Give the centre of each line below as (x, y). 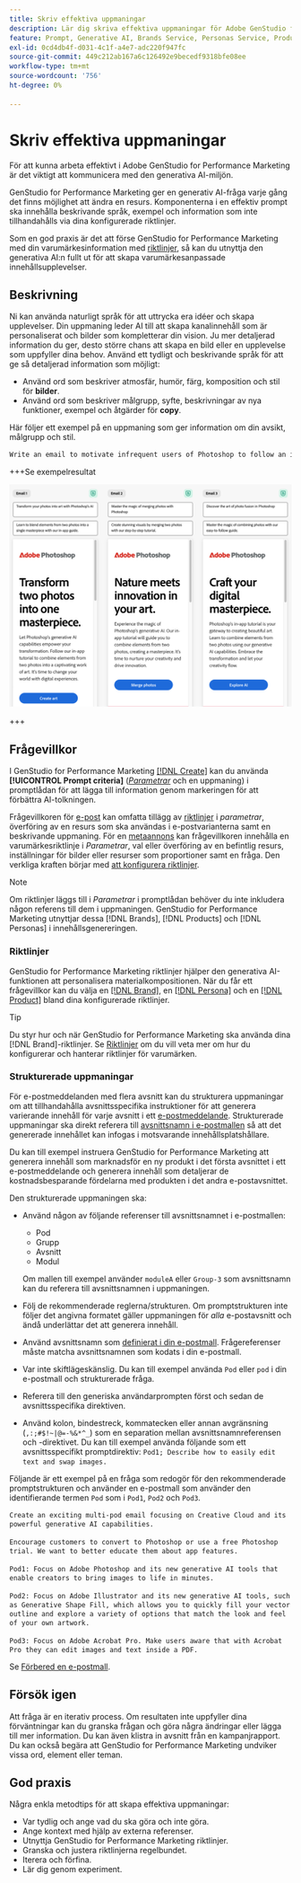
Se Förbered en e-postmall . (60, 1667)
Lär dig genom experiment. (72, 1870)
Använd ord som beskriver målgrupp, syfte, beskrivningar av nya (142, 400)
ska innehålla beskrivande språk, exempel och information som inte (133, 211)
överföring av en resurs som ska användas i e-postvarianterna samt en (140, 827)
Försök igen (43, 1695)
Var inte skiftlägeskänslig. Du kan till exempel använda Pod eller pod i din (155, 1368)
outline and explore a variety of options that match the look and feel (148, 1614)
